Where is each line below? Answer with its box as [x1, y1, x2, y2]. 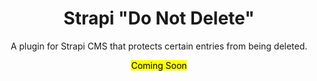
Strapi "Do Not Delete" [63, 7, 255, 30]
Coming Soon [130, 59, 188, 71]
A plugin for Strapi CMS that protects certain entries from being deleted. [10, 40, 308, 52]
